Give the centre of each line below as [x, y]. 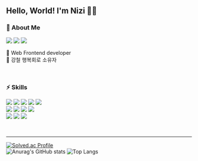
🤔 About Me [23, 28]
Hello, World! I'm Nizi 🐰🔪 [52, 11]
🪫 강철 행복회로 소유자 [32, 60]
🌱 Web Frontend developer [39, 52]
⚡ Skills [17, 87]
